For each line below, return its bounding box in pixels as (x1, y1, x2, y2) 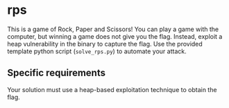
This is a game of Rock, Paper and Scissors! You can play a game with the (7, 25, 219, 33)
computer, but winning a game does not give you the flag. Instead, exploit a (7, 32, 223, 40)
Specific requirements (7, 67, 106, 79)
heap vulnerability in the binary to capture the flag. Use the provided (7, 39, 203, 48)
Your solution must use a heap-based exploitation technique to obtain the (7, 85, 217, 93)
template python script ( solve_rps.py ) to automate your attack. (7, 47, 187, 55)
